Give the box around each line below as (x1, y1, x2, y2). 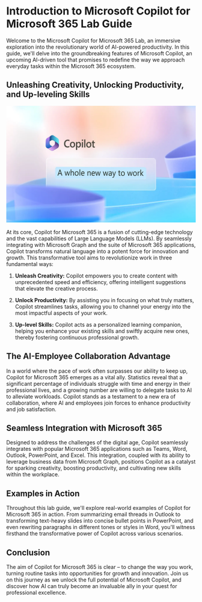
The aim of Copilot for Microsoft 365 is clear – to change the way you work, (6, 563, 194, 571)
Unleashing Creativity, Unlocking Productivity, (6, 80, 185, 90)
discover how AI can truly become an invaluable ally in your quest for (6, 583, 177, 590)
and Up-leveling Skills (6, 89, 90, 100)
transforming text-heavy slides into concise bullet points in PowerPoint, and (6, 517, 194, 524)
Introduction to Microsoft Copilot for (6, 4, 191, 18)
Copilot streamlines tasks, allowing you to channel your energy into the (14, 303, 191, 310)
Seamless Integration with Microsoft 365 (6, 423, 162, 433)
